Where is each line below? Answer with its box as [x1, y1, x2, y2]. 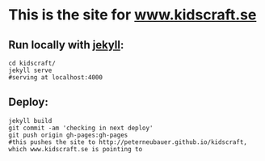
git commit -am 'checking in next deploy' [8, 124, 154, 132]
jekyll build [8, 117, 53, 125]
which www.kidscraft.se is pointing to [8, 145, 143, 153]
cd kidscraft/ [8, 59, 57, 67]
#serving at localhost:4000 [8, 74, 103, 82]
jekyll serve [8, 66, 53, 74]
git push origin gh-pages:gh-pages [8, 131, 128, 139]
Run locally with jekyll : [8, 38, 124, 52]
